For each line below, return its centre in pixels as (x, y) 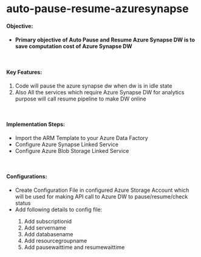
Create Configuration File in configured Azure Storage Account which (102, 190)
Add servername (45, 228)
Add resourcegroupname (56, 241)
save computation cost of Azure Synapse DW (73, 46)
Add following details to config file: (59, 209)
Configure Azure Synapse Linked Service (66, 144)
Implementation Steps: (36, 124)
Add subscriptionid (48, 221)
